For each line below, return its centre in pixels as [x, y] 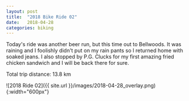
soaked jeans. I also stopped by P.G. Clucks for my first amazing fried [90, 57]
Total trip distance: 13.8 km [39, 74]
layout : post [22, 11]
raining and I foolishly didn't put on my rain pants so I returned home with [95, 51]
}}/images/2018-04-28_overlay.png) [112, 86]
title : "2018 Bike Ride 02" [42, 17]
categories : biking [30, 28]
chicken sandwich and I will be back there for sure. [67, 63]
